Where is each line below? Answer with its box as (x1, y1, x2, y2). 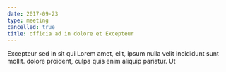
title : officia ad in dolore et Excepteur (7, 30, 134, 37)
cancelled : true (7, 23, 55, 30)
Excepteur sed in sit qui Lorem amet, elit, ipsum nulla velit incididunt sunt (7, 49, 219, 58)
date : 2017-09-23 (7, 10, 59, 18)
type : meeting (7, 17, 49, 24)
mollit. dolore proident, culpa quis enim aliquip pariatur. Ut (7, 57, 176, 66)
